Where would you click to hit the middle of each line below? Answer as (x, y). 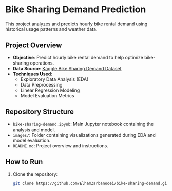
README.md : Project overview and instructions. (61, 146)
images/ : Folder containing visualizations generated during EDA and (84, 135)
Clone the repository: (35, 174)
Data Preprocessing (41, 84)
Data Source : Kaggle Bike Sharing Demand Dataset (67, 68)
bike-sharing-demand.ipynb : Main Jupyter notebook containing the (83, 124)
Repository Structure (40, 112)
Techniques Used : (33, 74)
